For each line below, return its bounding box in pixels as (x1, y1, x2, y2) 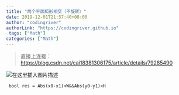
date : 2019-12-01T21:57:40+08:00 (6, 14, 88, 20)
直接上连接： (20, 53, 51, 59)
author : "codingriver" (6, 19, 61, 25)
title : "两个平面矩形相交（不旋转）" (6, 8, 87, 15)
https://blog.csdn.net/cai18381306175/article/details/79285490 (20, 59, 173, 66)
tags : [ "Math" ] (8, 30, 46, 36)
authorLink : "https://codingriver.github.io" (6, 25, 119, 31)
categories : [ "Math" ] (6, 36, 59, 42)
